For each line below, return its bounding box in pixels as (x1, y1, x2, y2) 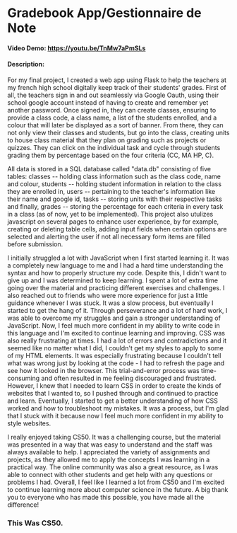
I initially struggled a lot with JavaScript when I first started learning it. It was (7, 253, 229, 262)
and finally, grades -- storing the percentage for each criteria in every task (7, 202, 224, 210)
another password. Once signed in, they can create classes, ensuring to (7, 105, 217, 114)
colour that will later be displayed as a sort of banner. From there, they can (7, 120, 224, 129)
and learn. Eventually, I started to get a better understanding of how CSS (7, 396, 219, 405)
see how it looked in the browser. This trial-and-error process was (7, 366, 200, 374)
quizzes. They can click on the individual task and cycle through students (7, 143, 221, 151)
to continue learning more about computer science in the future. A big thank (7, 485, 229, 493)
